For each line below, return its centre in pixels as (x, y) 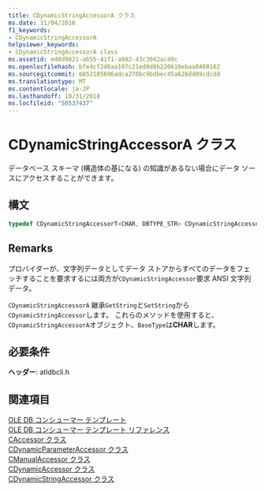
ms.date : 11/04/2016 (42, 23)
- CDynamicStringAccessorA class (63, 52)
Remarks (31, 249)
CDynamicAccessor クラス (52, 469)
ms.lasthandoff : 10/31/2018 (54, 96)
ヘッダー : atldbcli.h (39, 372)
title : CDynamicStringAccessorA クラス (72, 15)
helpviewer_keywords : (44, 45)
